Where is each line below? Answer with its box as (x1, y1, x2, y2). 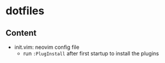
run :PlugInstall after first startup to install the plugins (23, 50, 159, 57)
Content (5, 28, 37, 38)
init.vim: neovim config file (14, 43, 80, 51)
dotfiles (5, 4, 45, 18)
